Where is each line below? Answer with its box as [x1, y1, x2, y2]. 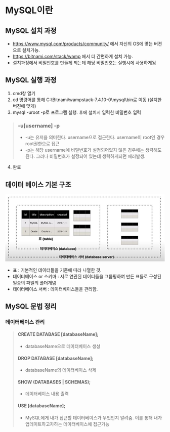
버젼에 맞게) [12, 103, 36, 109]
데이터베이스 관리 [5, 318, 45, 325]
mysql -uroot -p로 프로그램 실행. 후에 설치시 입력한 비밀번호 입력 [12, 109, 142, 115]
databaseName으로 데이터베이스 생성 [25, 343, 101, 350]
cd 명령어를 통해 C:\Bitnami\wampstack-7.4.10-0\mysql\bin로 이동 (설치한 [12, 97, 162, 103]
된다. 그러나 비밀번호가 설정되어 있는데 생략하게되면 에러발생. [25, 153, 146, 159]
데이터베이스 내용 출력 [25, 391, 69, 397]
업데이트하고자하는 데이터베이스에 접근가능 [25, 421, 110, 427]
